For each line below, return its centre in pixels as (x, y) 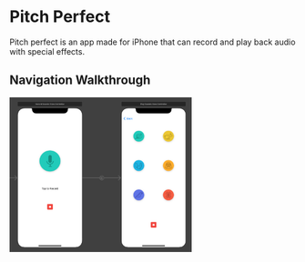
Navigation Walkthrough (80, 81)
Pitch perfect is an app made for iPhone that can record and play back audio (152, 42)
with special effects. (47, 51)
